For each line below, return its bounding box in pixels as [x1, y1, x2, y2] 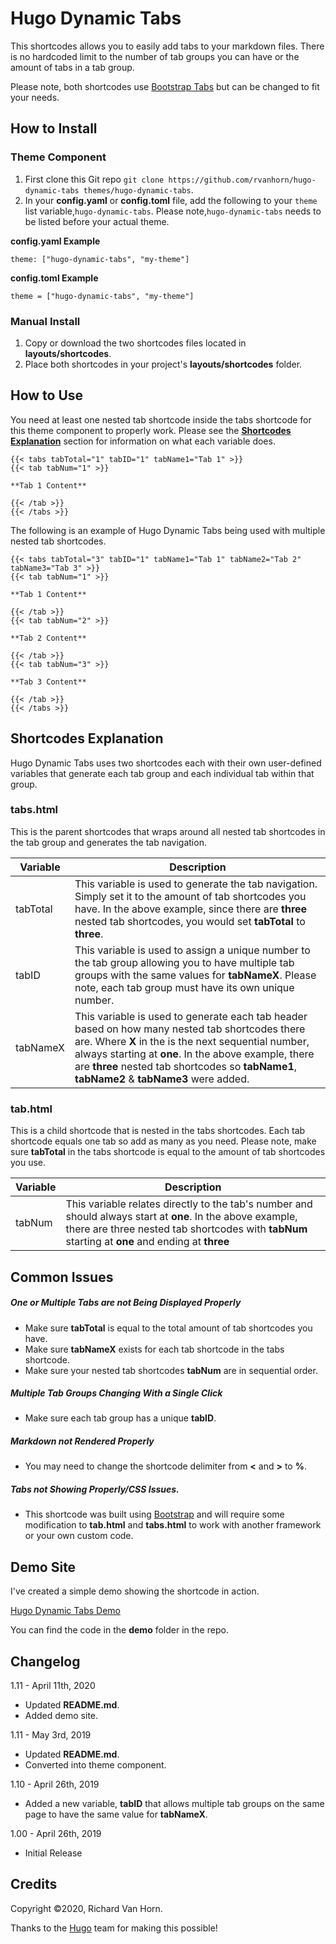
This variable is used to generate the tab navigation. [74, 877, 318, 891]
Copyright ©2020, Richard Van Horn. [10, 1902, 163, 1914]
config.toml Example [10, 272, 99, 284]
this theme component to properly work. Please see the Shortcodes [10, 424, 292, 436]
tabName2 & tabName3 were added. [74, 1072, 250, 1086]
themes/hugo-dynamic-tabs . [83, 183, 194, 196]
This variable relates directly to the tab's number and [65, 1197, 313, 1211]
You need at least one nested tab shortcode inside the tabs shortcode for [10, 413, 312, 426]
